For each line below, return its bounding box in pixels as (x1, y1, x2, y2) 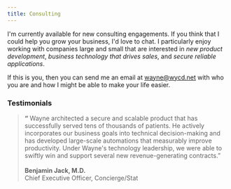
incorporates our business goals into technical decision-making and (24, 129, 220, 137)
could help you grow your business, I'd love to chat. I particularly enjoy (7, 37, 211, 46)
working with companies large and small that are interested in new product (7, 44, 223, 53)
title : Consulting (7, 10, 61, 18)
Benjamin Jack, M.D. (24, 166, 86, 174)
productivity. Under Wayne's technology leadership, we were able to (24, 143, 223, 152)
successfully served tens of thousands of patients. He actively (24, 121, 205, 130)
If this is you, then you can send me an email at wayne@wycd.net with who (7, 73, 224, 82)
